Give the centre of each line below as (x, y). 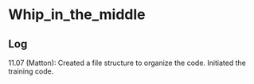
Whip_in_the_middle (77, 15)
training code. (31, 71)
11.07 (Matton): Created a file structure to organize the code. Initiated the (127, 63)
